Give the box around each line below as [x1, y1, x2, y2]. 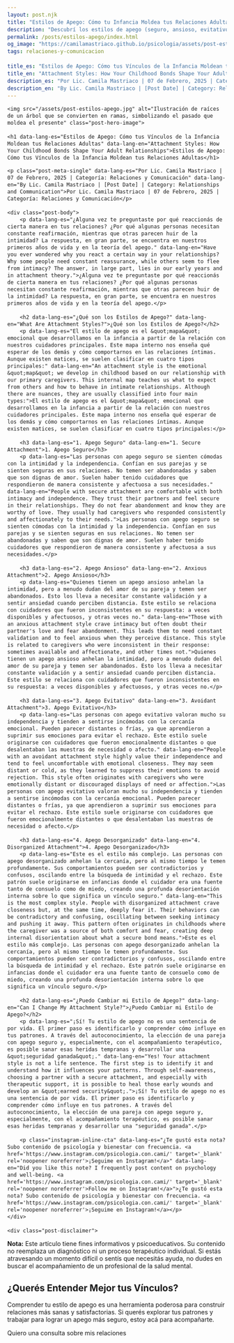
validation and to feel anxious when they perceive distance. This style [7, 635, 226, 642]
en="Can [7, 1004, 30, 1011]
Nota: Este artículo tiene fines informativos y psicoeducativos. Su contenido [7, 1240, 226, 1248]
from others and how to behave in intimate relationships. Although [7, 384, 210, 390]
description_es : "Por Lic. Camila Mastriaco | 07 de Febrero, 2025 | [7, 77, 214, 84]
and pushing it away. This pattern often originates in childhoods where [7, 920, 226, 927]
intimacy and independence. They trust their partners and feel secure [7, 495, 219, 502]
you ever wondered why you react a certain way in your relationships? [7, 251, 219, 258]
